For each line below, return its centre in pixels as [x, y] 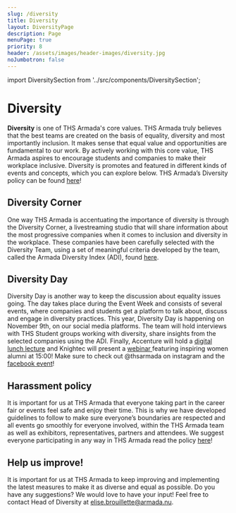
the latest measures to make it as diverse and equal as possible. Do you [111, 487]
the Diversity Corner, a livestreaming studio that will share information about [118, 227]
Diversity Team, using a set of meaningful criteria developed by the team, [114, 249]
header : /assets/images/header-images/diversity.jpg [86, 54]
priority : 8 [25, 47]
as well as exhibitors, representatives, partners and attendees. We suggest [116, 433]
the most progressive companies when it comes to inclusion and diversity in [117, 234]
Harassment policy [50, 386]
